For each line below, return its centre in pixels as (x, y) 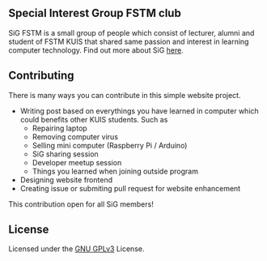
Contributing (41, 76)
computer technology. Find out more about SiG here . (96, 50)
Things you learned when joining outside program (115, 171)
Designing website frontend (66, 180)
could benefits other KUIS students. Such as (94, 119)
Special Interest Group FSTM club (95, 13)
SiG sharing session (65, 154)
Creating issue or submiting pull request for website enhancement (130, 188)
